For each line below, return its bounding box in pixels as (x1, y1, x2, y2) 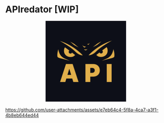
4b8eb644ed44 (5, 112, 39, 118)
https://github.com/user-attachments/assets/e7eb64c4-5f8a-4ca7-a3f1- (5, 107, 159, 113)
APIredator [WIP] (5, 4, 79, 15)
